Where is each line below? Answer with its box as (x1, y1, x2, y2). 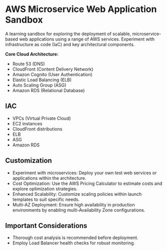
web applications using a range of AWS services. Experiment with (19, 36, 155, 42)
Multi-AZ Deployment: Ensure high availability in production (12, 201, 135, 207)
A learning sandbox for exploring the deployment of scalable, (5, 31, 131, 37)
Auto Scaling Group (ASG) (12, 82, 66, 88)
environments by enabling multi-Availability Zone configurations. (12, 207, 145, 213)
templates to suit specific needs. (12, 196, 80, 202)
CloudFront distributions (12, 126, 62, 132)
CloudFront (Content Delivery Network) (12, 66, 93, 72)
